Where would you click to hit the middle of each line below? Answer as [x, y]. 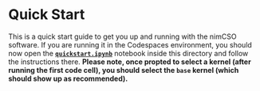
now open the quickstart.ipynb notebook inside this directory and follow [128, 53]
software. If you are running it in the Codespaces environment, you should [130, 44]
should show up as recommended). [68, 78]
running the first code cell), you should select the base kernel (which [124, 70]
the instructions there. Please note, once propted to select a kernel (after [130, 62]
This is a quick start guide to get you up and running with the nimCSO [122, 36]
